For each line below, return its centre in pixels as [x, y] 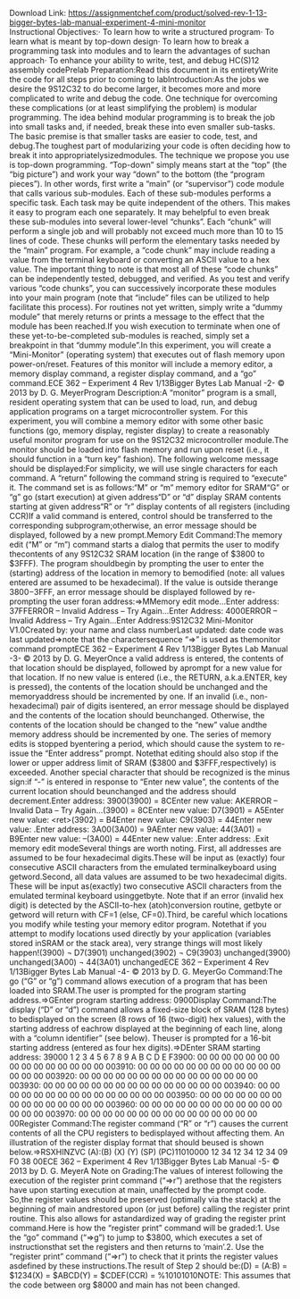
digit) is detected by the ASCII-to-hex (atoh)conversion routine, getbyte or [146, 905]
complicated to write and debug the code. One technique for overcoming [144, 98]
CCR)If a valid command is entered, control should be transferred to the [141, 516]
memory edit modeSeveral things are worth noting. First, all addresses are [146, 848]
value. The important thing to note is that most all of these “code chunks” [144, 269]
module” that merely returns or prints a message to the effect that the [137, 317]
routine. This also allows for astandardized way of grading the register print [148, 1218]
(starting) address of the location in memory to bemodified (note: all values [147, 573]
